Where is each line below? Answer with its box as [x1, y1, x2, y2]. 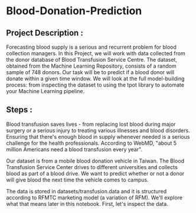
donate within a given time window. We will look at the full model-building [6, 75, 185, 82]
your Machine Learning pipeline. [6, 88, 84, 94]
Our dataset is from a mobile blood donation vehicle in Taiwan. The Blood [6, 157, 185, 164]
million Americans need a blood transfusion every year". [6, 145, 143, 152]
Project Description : [6, 28, 84, 38]
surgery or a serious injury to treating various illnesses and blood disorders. [6, 126, 190, 134]
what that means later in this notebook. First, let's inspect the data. [6, 200, 168, 207]
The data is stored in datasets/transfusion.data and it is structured [6, 187, 167, 195]
